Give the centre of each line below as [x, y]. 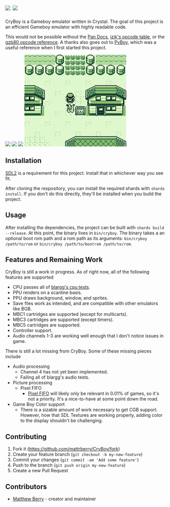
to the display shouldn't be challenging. [62, 421]
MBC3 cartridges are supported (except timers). [63, 319]
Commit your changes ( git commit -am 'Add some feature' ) [76, 460]
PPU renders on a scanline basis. [47, 292]
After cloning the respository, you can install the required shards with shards [85, 188]
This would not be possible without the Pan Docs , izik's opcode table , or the [85, 37]
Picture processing [32, 383]
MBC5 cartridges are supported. [47, 325]
